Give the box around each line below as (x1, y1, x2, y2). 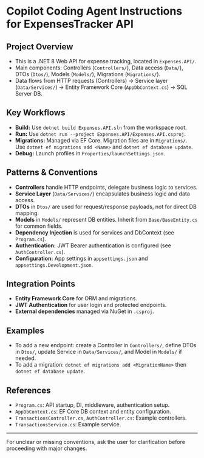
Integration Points (6, 279, 76, 289)
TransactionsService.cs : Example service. (15, 421, 121, 428)
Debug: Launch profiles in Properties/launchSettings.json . (15, 149, 165, 157)
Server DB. (15, 90, 42, 97)
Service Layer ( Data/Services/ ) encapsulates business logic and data (15, 190, 190, 197)
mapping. (15, 209, 39, 217)
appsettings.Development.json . (15, 261, 93, 269)
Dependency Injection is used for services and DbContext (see (15, 228, 174, 236)
